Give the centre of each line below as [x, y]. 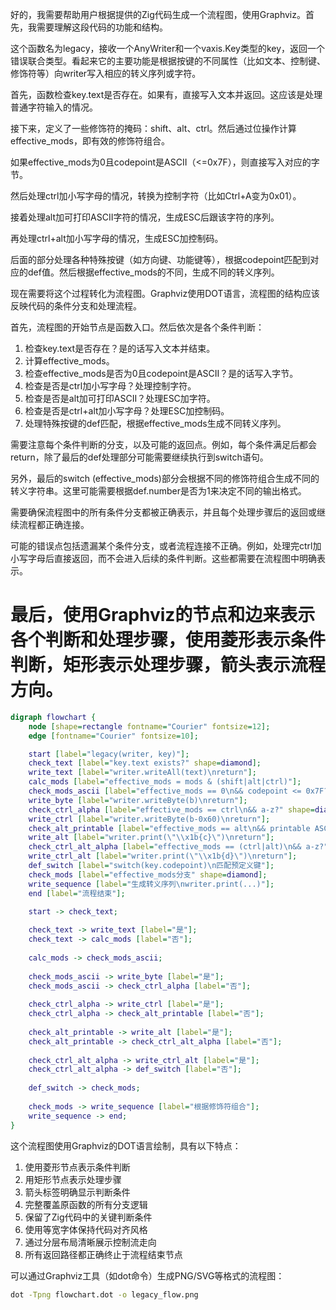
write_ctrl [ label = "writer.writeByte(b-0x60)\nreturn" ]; [149, 819]
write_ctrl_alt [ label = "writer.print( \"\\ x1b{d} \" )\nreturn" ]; [163, 856]
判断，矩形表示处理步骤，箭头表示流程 [168, 665]
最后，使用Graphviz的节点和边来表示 [163, 615]
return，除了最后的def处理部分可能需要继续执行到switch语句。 [139, 457]
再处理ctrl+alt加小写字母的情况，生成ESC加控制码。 [117, 238]
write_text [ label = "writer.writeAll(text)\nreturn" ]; [142, 773]
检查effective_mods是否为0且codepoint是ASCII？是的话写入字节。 [161, 373]
